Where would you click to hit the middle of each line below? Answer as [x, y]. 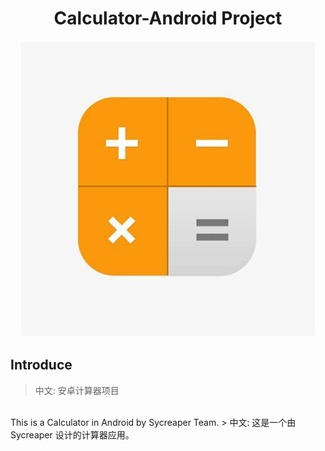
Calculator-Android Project [168, 18]
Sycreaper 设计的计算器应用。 [72, 434]
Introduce [41, 365]
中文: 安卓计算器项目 [77, 390]
